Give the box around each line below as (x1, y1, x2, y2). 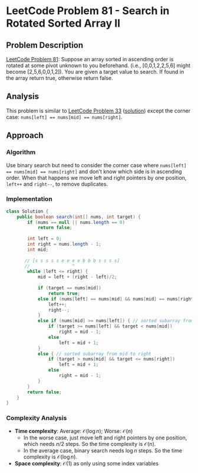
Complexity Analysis (6, 414, 67, 422)
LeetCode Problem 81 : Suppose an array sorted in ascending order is (6, 56, 174, 62)
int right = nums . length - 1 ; (27, 242, 101, 247)
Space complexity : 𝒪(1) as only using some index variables (14, 459, 159, 467)
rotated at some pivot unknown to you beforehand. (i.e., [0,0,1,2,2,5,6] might (6, 62, 190, 69)
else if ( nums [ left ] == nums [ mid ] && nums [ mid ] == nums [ (37, 296, 181, 302)
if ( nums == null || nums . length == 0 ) (27, 219, 126, 225)
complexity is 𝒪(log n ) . (23, 453, 78, 460)
